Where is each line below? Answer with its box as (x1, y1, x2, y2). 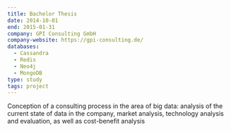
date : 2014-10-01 (7, 17, 59, 24)
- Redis (13, 56, 37, 64)
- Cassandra (13, 50, 49, 57)
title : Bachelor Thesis (7, 10, 78, 18)
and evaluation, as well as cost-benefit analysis (7, 117, 146, 126)
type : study (7, 76, 42, 83)
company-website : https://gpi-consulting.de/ (7, 37, 143, 44)
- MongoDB (13, 69, 42, 76)
